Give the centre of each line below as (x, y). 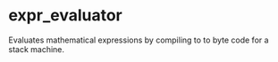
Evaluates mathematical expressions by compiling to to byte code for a (139, 40)
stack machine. (36, 49)
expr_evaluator (65, 15)
